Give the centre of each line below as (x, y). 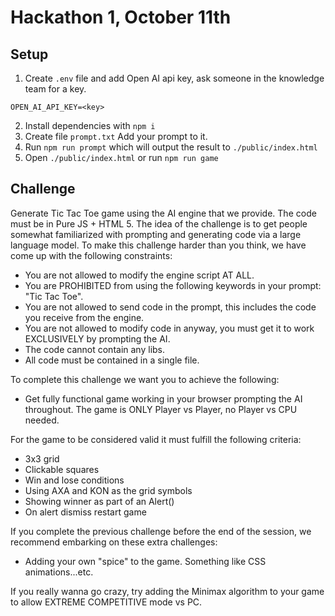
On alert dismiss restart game (85, 512)
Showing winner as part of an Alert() (99, 501)
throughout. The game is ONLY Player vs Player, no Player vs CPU (161, 409)
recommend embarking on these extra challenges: (114, 542)
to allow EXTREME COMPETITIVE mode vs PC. (106, 602)
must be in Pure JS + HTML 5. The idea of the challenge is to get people (159, 223)
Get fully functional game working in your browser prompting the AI (163, 398)
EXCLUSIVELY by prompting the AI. (97, 338)
